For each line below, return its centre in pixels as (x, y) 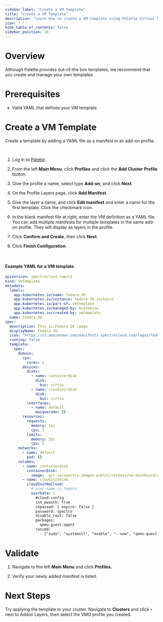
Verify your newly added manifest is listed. (55, 576)
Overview (25, 56)
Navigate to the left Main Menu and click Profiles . (62, 567)
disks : (33, 372)
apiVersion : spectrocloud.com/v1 (39, 277)
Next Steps (28, 596)
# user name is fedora (54, 489)
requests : (37, 421)
